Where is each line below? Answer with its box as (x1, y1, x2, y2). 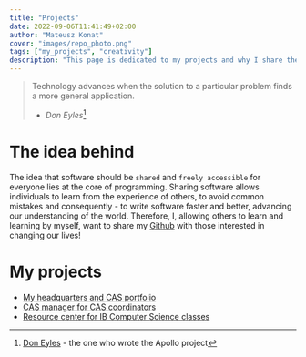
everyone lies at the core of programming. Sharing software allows (9, 181, 260, 192)
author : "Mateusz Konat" (9, 30, 104, 39)
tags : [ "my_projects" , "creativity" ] (9, 47, 153, 56)
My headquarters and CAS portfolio (22, 291, 157, 302)
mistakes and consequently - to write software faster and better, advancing (9, 200, 292, 211)
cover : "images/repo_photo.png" (9, 38, 132, 48)
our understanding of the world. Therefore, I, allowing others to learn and (9, 210, 284, 221)
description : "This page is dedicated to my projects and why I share (9, 56, 283, 65)
